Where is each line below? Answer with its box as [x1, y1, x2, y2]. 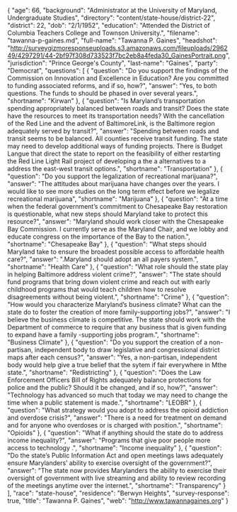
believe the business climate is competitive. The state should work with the [7, 315, 226, 324]
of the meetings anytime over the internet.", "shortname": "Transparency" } [7, 481, 226, 489]
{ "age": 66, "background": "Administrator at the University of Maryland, [7, 6, 217, 14]
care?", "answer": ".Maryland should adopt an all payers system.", [7, 255, 199, 263]
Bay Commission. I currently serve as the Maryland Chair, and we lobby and [7, 225, 229, 233]
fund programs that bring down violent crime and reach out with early [7, 278, 211, 286]
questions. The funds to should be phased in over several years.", [7, 89, 198, 97]
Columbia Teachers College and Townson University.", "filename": [7, 28, 200, 37]
